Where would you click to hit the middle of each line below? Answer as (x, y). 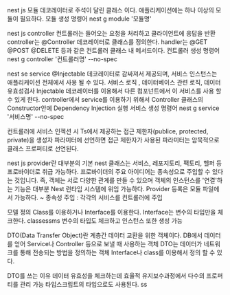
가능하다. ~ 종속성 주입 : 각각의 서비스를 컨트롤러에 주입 (88, 197)
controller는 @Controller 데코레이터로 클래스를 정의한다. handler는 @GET (107, 42)
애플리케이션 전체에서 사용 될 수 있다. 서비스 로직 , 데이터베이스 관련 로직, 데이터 (114, 82)
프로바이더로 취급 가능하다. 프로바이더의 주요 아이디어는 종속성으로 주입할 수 (109, 172)
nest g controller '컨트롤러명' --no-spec (62, 59)
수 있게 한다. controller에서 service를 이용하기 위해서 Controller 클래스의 (105, 99)
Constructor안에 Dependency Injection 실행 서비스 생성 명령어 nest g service (113, 108)
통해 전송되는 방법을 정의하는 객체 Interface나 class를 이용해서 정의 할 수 (117, 252)
